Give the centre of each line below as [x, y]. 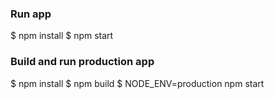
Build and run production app [82, 62]
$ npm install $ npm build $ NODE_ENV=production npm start [137, 83]
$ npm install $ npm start [62, 36]
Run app [31, 14]
